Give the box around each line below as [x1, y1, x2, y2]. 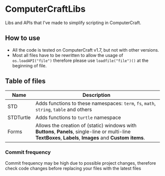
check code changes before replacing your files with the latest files [5, 165, 141, 171]
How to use [5, 34, 40, 42]
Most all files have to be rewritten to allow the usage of [12, 52, 124, 58]
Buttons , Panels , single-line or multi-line [35, 128, 131, 135]
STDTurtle [7, 114, 31, 121]
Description [82, 91, 110, 98]
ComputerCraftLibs [5, 3, 86, 15]
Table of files [5, 77, 46, 86]
